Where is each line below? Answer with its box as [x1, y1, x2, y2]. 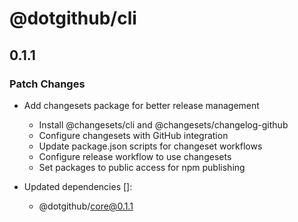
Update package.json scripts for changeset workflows [38, 140, 263, 152]
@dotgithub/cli [9, 7, 137, 30]
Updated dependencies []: [23, 180, 133, 192]
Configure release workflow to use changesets [38, 150, 232, 162]
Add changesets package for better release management [23, 99, 260, 111]
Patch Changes [9, 77, 86, 91]
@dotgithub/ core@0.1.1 [38, 200, 134, 212]
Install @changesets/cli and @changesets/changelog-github [38, 118, 289, 131]
